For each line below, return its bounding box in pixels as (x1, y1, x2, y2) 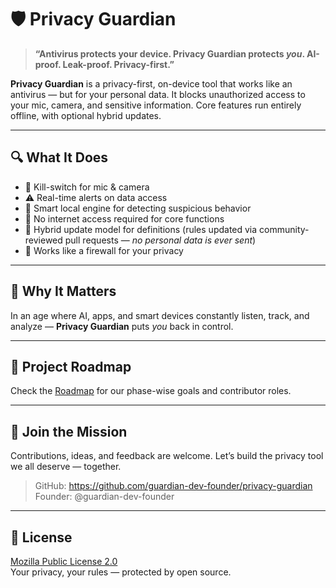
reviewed (24, 234, 63, 246)
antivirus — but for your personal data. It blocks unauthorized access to (10, 88, 306, 100)
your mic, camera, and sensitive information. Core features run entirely (10, 99, 302, 111)
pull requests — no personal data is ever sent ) (64, 234, 257, 246)
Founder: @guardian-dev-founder (34, 491, 175, 503)
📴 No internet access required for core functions (24, 212, 225, 225)
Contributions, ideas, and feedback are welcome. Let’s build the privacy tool (10, 450, 324, 462)
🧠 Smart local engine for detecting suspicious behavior (24, 202, 252, 214)
